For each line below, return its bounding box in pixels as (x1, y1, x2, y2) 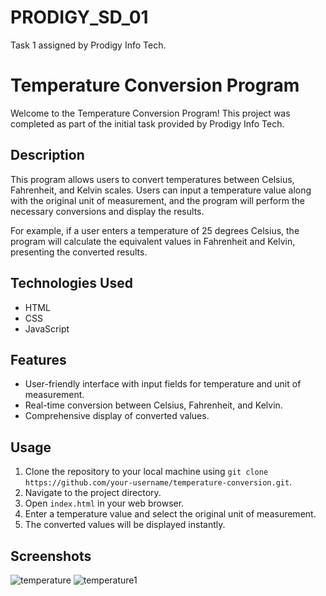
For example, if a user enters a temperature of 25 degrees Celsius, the (10, 224, 300, 236)
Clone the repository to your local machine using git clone (24, 466, 269, 478)
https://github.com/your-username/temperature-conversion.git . (24, 476, 293, 488)
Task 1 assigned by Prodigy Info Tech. (10, 39, 167, 51)
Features (10, 351, 67, 368)
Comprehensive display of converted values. (24, 410, 210, 422)
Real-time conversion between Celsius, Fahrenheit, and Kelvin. (24, 399, 283, 411)
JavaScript (24, 322, 70, 335)
